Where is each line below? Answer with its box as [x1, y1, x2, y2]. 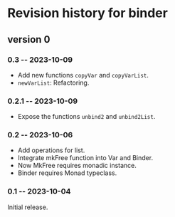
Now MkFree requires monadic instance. [17, 162, 137, 170]
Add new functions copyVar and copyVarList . [17, 70, 149, 79]
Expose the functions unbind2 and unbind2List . [17, 112, 156, 121]
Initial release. [7, 203, 48, 211]
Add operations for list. [17, 146, 85, 154]
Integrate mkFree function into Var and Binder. [17, 154, 154, 162]
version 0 [7, 33, 51, 46]
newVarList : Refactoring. [17, 78, 90, 87]
